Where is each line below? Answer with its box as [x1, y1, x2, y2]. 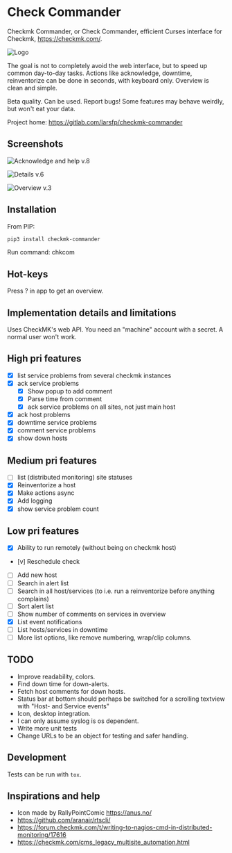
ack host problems [17, 411, 71, 419]
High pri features [7, 352, 82, 365]
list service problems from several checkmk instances [17, 371, 172, 380]
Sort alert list [17, 602, 54, 610]
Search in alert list [17, 578, 69, 587]
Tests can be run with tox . [7, 770, 82, 779]
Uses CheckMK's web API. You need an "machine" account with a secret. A [7, 325, 224, 334]
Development [7, 752, 67, 763]
